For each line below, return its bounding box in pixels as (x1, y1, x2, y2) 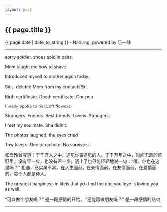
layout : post (5, 7, 32, 12)
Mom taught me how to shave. (5, 64, 68, 70)
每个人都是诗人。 (13, 171, 49, 177)
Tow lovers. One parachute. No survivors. (5, 142, 90, 148)
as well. (5, 186, 21, 192)
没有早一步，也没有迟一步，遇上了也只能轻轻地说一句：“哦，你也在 (18, 158, 156, 164)
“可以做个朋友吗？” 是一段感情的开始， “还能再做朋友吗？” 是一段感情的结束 (5, 196, 161, 202)
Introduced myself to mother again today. (5, 73, 90, 80)
